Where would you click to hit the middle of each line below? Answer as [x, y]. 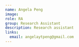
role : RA [14, 19]
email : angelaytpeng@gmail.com [42, 37]
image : [12, 14]
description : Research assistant [39, 28]
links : [12, 32]
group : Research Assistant [33, 23]
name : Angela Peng [24, 10]
